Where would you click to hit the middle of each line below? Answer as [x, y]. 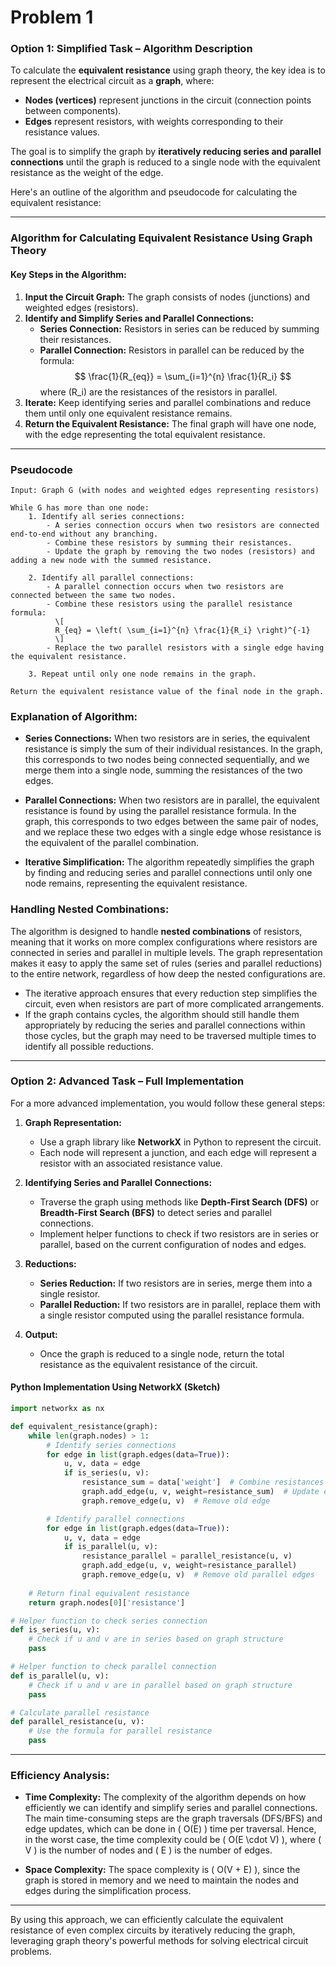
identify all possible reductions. [89, 1046]
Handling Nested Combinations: [90, 909]
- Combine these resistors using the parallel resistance [169, 604]
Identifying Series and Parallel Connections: [118, 1182]
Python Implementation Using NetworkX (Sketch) [115, 1387]
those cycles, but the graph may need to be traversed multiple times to [170, 1035]
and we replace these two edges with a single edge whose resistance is [173, 832]
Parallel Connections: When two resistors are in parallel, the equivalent [172, 800]
